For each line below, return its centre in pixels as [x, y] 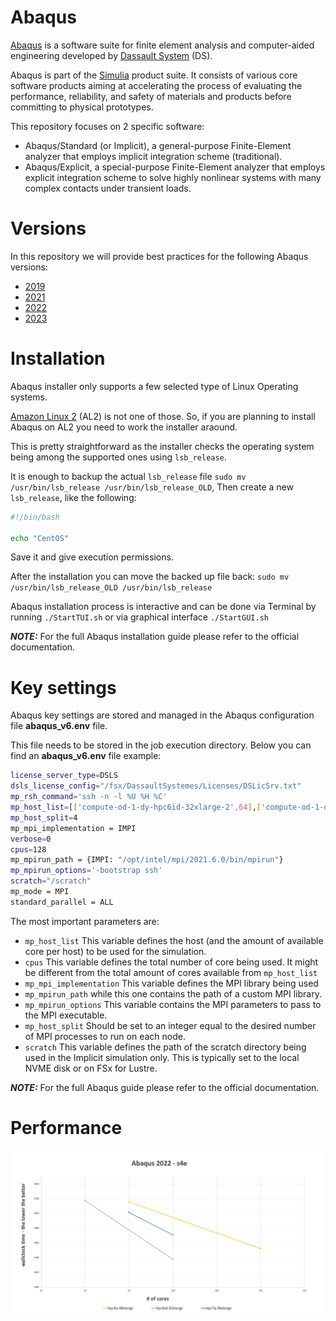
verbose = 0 [31, 839]
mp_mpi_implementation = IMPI [73, 828]
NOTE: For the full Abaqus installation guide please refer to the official [155, 637]
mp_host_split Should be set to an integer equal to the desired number [170, 1025]
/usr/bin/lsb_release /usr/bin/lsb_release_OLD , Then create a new [152, 487]
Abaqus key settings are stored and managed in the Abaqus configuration [162, 715]
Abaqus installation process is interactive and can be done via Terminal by [163, 607]
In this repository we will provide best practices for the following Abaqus [159, 256]
